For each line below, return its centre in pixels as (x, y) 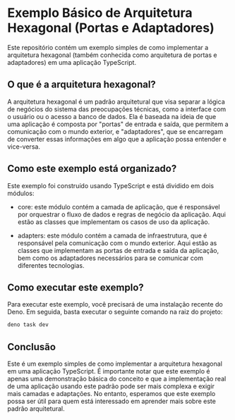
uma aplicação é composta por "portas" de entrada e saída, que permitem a (118, 124)
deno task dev (28, 325)
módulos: (21, 193)
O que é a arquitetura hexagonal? (82, 85)
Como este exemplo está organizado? (92, 169)
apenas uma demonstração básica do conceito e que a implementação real (117, 379)
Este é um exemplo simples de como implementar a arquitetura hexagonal (115, 364)
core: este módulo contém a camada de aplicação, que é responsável (119, 206)
